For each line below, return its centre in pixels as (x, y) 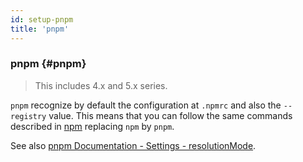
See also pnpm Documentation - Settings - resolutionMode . (133, 145)
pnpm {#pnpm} (48, 64)
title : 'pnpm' (40, 29)
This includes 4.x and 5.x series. (101, 85)
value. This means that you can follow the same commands (170, 115)
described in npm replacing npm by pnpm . (92, 126)
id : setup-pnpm (42, 19)
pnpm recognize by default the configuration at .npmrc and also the (146, 105)
